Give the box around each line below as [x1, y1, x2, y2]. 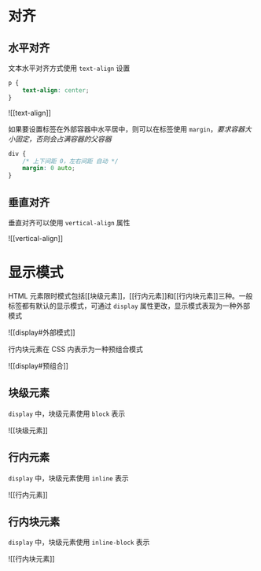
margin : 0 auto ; [22, 165, 76, 172]
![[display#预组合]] [8, 361, 69, 370]
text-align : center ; [22, 86, 90, 95]
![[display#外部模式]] [8, 328, 76, 337]
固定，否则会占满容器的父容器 [14, 134, 112, 143]
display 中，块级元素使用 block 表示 [8, 409, 126, 418]
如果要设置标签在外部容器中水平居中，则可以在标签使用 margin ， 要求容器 [8, 124, 245, 134]
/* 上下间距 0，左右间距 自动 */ [22, 157, 119, 165]
